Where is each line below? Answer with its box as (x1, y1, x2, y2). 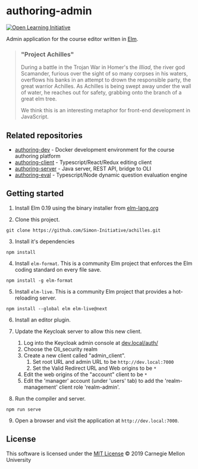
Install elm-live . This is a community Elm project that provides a (14, 288, 172, 295)
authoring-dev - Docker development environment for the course (14, 146, 175, 153)
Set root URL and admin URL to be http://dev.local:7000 (32, 358, 174, 365)
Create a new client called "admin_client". (23, 352, 126, 359)
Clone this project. (14, 216, 60, 223)
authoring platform (14, 153, 61, 160)
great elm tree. (20, 95, 57, 102)
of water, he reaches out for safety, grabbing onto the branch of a (20, 89, 182, 96)
